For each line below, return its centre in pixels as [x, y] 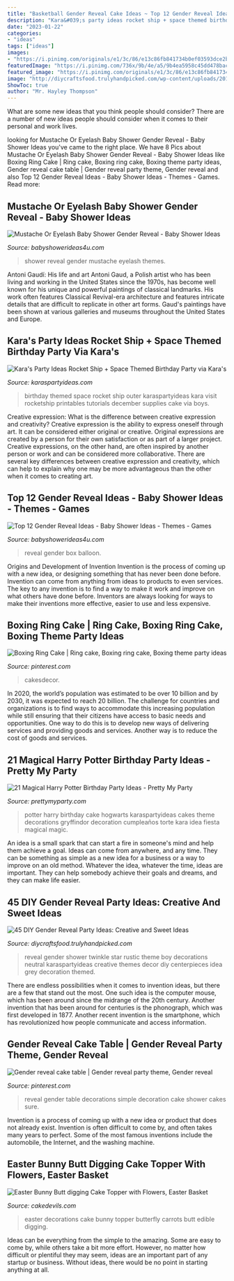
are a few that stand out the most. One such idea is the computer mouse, [112, 993]
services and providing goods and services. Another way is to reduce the [112, 731]
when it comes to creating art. [50, 476]
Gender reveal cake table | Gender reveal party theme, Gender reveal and [112, 170]
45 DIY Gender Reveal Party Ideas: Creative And [114, 902]
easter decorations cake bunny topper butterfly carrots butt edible [119, 1219]
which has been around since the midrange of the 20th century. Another [111, 1000]
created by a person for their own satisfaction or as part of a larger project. [115, 439]
